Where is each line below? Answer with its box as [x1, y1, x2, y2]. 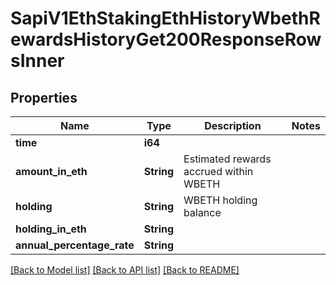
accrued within [183, 165, 254, 178]
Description [204, 119, 262, 132]
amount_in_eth [15, 165, 88, 178]
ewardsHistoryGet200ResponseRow [10, 28, 322, 51]
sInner [10, 50, 65, 72]
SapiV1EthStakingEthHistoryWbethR [10, 7, 321, 30]
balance [183, 206, 222, 219]
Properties [10, 89, 78, 106]
